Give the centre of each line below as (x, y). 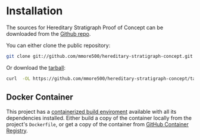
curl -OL (18, 79)
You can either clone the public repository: (58, 45)
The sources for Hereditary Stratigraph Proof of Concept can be (85, 27)
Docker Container (40, 97)
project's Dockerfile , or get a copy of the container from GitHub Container (98, 124)
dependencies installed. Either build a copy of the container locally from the (99, 118)
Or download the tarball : (36, 67)
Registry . (17, 130)
